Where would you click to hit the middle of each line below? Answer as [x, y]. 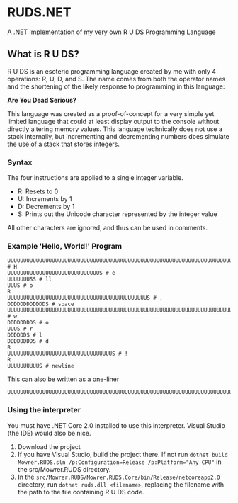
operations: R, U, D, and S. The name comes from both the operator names [117, 79]
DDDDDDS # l [25, 335]
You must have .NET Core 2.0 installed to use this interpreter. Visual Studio [116, 425]
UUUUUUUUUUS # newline [41, 366]
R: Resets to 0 [38, 191]
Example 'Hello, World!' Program [65, 246]
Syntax [20, 162]
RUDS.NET [39, 12]
